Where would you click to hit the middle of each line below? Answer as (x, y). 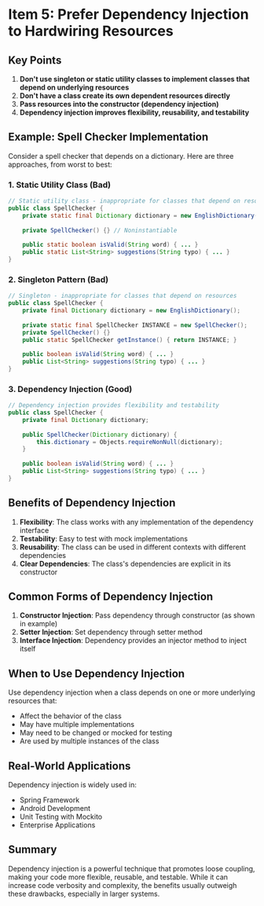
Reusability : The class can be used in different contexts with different (132, 547)
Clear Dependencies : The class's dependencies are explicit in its (125, 563)
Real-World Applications (70, 766)
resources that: (33, 701)
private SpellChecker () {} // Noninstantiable (100, 230)
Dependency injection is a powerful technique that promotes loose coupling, (132, 868)
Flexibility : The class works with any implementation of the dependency (136, 522)
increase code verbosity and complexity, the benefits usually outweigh (123, 885)
